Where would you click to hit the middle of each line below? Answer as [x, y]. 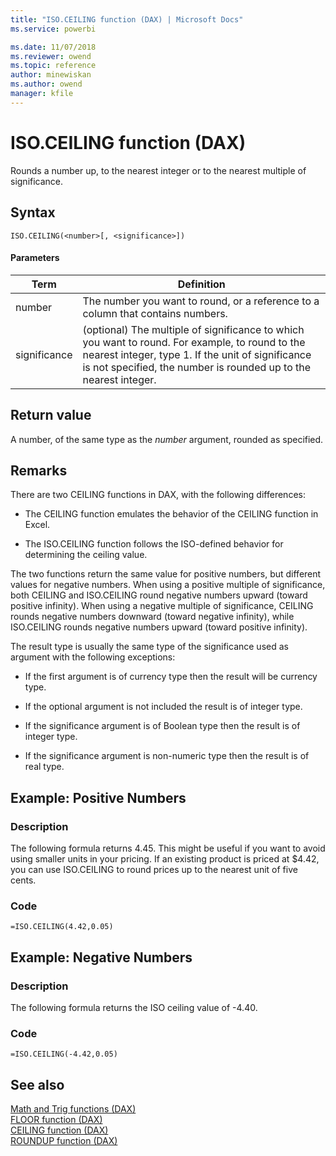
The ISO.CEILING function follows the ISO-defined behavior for [154, 544]
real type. [44, 767]
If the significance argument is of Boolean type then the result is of [162, 726]
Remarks [39, 470]
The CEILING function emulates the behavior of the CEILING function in [171, 514]
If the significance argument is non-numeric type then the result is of [167, 756]
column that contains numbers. [155, 313]
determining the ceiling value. [86, 555]
